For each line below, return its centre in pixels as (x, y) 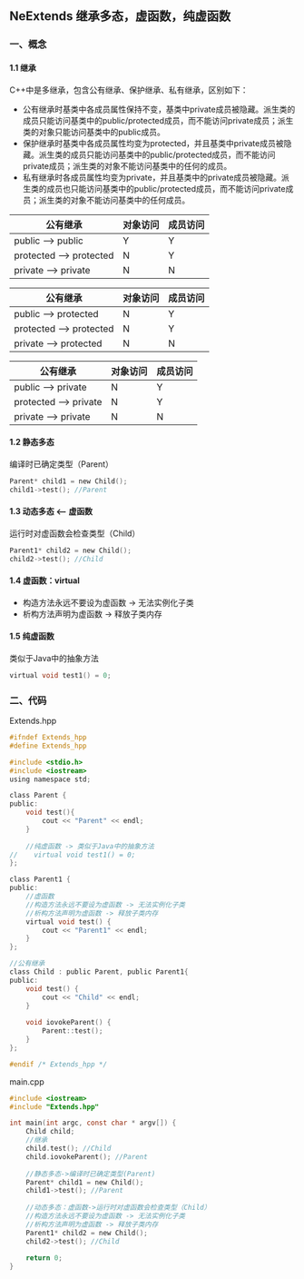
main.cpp (27, 1081)
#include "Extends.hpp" (54, 1106)
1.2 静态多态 (32, 442)
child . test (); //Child (69, 1148)
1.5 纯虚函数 (32, 636)
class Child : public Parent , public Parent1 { (99, 972)
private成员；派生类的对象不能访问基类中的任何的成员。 (127, 165)
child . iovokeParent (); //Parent (87, 1156)
